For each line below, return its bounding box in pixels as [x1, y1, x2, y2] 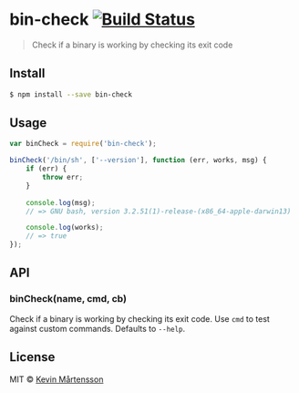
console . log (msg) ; [26, 198, 96, 207]
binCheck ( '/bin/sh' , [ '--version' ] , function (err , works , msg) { [9, 156, 267, 165]
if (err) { [26, 164, 67, 173]
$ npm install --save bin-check [9, 89, 132, 99]
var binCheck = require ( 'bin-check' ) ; [9, 140, 157, 149]
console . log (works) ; [26, 223, 104, 233]
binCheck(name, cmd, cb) [9, 293, 128, 305]
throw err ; [42, 173, 84, 182]
